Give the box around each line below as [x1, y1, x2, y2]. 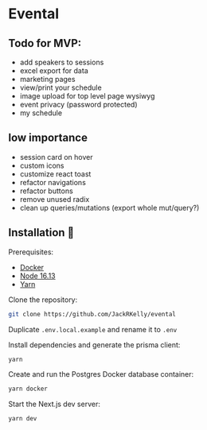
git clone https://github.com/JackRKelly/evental [8, 310, 177, 318]
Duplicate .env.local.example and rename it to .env [8, 324, 178, 334]
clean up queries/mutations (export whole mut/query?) [19, 203, 200, 212]
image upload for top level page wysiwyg [19, 91, 155, 100]
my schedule [19, 108, 62, 118]
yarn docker [8, 385, 48, 393]
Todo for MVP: [8, 37, 82, 50]
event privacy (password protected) [19, 100, 138, 109]
